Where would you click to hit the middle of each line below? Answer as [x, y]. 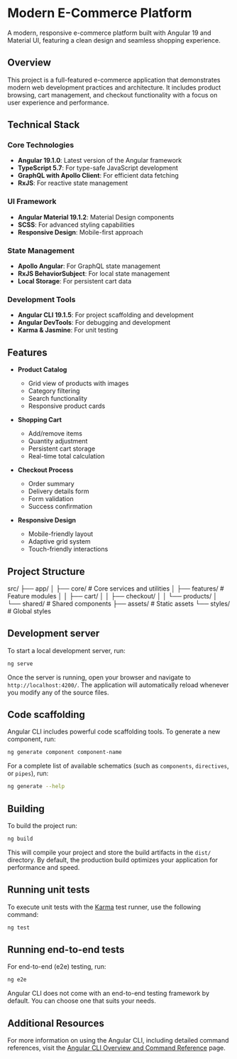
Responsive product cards [67, 406]
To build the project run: [43, 826]
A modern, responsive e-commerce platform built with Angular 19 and [109, 33]
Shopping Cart [40, 420]
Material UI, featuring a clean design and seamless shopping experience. [114, 40]
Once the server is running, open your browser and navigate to [99, 677]
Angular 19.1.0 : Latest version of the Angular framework [100, 161]
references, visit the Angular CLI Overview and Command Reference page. [116, 1048]
